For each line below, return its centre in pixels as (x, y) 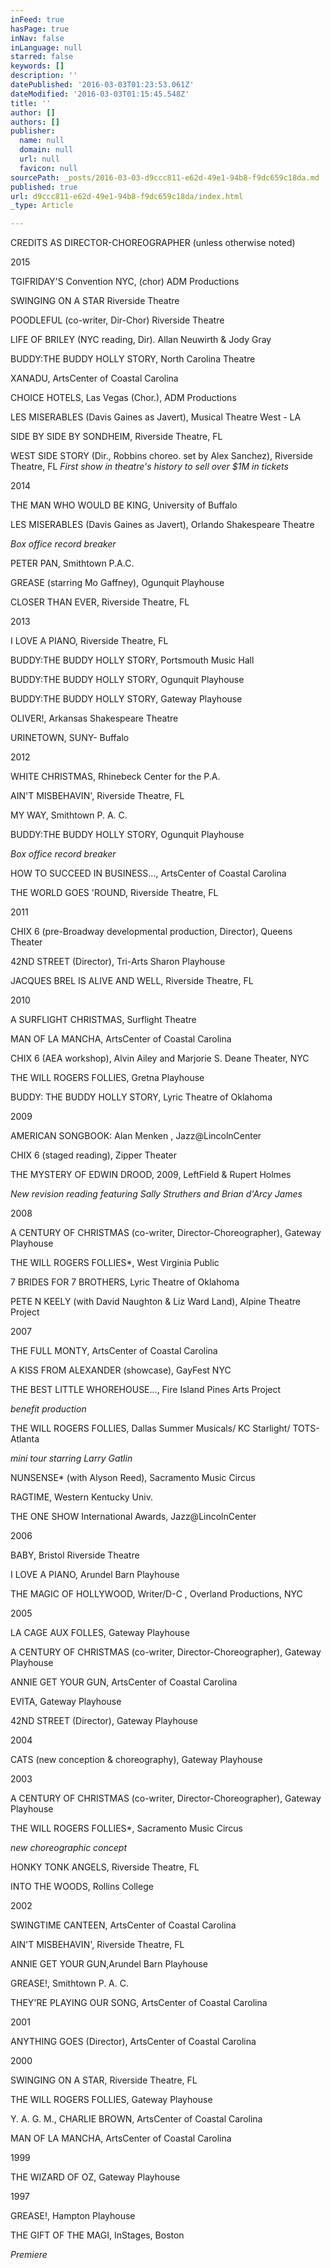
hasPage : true (40, 29)
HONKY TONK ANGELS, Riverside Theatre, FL (105, 1867)
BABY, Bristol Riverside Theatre (75, 1555)
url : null (39, 159)
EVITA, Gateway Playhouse (66, 1702)
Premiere (29, 2255)
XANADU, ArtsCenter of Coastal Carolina (94, 378)
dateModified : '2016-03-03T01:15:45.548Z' (100, 94)
